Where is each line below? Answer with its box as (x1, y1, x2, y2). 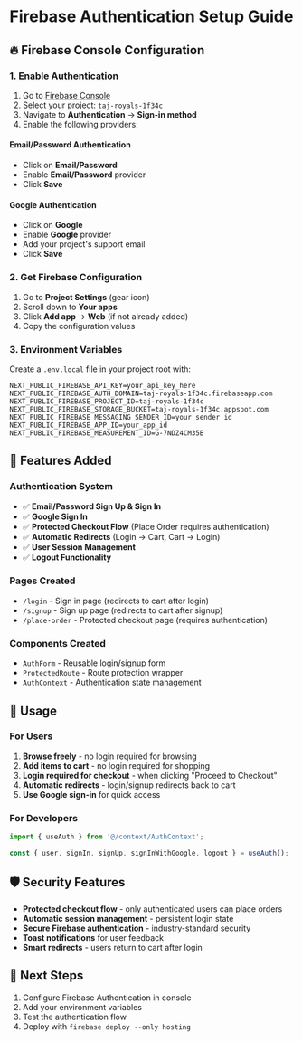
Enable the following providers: (22, 118, 138, 129)
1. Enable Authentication (9, 70, 119, 82)
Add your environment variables (22, 1001, 143, 1012)
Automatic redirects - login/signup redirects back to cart (22, 780, 237, 790)
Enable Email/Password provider (22, 169, 146, 180)
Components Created (9, 637, 107, 649)
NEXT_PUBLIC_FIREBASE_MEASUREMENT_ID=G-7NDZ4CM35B (9, 428, 204, 438)
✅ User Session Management (22, 541, 136, 553)
